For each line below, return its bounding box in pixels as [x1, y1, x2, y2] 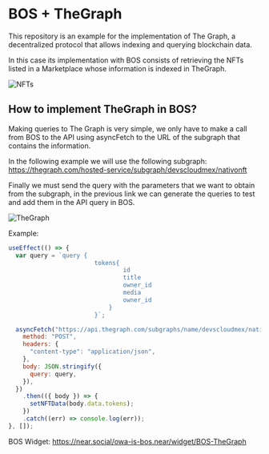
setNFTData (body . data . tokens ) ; [29, 400, 134, 408]
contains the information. [8, 141, 91, 151]
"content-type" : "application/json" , [29, 348, 156, 356]
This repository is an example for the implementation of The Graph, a [8, 31, 236, 41]
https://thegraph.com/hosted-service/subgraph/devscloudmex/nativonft [8, 165, 247, 175]
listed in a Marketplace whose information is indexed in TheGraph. [8, 63, 227, 73]
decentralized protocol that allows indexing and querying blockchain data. [8, 39, 252, 49]
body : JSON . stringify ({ [22, 362, 102, 371]
